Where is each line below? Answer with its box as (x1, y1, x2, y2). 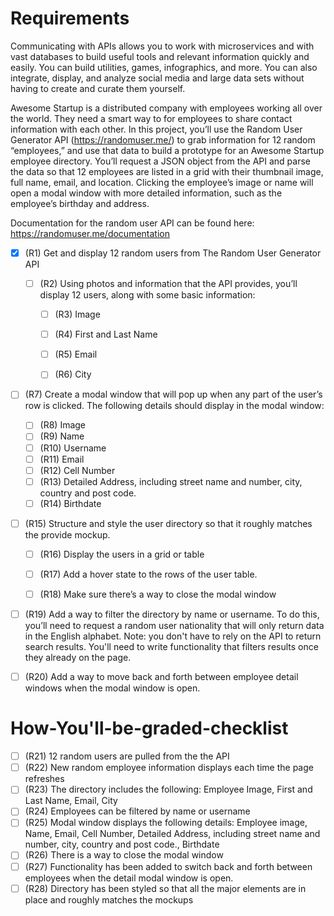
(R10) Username (39, 442, 107, 454)
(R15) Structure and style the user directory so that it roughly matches (24, 517, 313, 529)
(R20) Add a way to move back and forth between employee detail (24, 671, 299, 683)
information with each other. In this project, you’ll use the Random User (10, 123, 303, 135)
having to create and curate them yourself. (10, 82, 186, 94)
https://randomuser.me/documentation (10, 227, 170, 239)
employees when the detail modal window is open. (24, 872, 234, 884)
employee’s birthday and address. (10, 197, 150, 209)
